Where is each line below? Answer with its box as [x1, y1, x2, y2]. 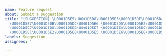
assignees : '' [5, 39, 35, 44]
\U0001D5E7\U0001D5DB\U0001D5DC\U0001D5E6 [9, 21, 99, 26]
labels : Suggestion [5, 35, 46, 40]
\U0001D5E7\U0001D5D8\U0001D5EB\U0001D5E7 [9, 26, 99, 30]
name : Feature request [5, 7, 52, 12]
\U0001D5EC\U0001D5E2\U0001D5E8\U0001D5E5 [9, 30, 99, 35]
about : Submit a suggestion [5, 12, 64, 17]
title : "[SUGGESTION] [5, 16, 50, 21]
